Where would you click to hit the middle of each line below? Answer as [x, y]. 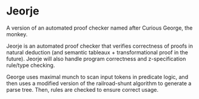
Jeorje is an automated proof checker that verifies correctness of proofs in [99, 46]
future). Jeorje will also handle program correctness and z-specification [96, 59]
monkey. [17, 34]
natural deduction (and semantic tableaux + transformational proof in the [97, 52]
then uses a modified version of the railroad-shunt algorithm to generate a [99, 83]
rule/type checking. [31, 65]
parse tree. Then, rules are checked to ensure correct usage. [83, 89]
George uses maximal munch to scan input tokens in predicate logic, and [97, 77]
